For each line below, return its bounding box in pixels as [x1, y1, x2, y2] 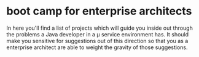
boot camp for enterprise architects [6, 4, 192, 18]
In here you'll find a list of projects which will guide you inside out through [6, 24, 193, 32]
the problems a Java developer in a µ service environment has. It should [6, 30, 189, 38]
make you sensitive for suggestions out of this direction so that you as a [6, 37, 189, 44]
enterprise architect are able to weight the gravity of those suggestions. [6, 44, 189, 51]
